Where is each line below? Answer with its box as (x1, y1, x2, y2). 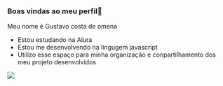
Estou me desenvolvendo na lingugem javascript (17, 43, 158, 52)
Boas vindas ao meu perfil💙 (7, 6, 103, 16)
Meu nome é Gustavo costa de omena (7, 22, 118, 31)
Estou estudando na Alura (17, 36, 93, 44)
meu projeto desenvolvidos (17, 58, 97, 66)
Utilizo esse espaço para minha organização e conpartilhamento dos (17, 50, 216, 59)
